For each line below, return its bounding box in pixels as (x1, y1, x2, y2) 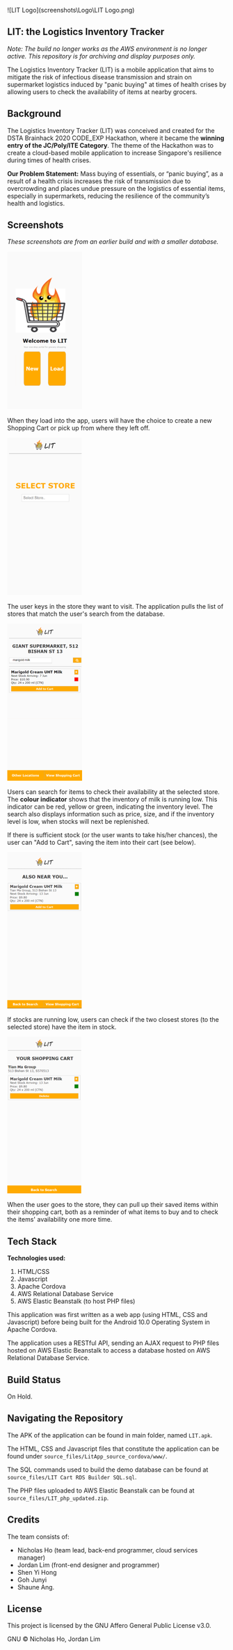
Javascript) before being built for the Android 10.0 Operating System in (7, 1318, 210, 1326)
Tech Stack (7, 1236, 57, 1247)
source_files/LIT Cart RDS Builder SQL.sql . (7, 1472, 137, 1481)
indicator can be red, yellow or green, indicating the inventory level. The (7, 802, 214, 811)
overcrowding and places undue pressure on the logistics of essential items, (7, 184, 226, 192)
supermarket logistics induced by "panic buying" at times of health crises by (7, 80, 227, 88)
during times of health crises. (7, 156, 92, 164)
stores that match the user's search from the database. (7, 609, 166, 618)
